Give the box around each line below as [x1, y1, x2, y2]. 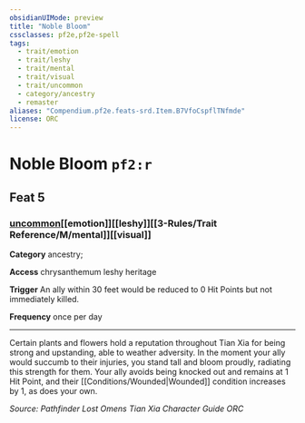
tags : [9, 38, 30, 48]
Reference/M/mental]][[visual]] [9, 228, 152, 241]
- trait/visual [17, 73, 75, 82]
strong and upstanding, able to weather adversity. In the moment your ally [9, 347, 286, 358]
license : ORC [9, 114, 59, 123]
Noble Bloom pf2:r [9, 153, 152, 174]
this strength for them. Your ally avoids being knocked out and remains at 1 [9, 367, 289, 377]
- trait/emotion [17, 47, 79, 56]
